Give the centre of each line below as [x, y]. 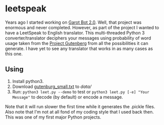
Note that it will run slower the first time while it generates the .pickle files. [80, 106]
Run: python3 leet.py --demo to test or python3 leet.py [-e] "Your [81, 91]
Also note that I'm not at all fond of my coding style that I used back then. [80, 112]
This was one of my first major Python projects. [53, 117]
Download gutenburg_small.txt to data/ [52, 86]
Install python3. [28, 81]
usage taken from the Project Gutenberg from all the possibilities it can [77, 43]
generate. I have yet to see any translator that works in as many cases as [79, 48]
